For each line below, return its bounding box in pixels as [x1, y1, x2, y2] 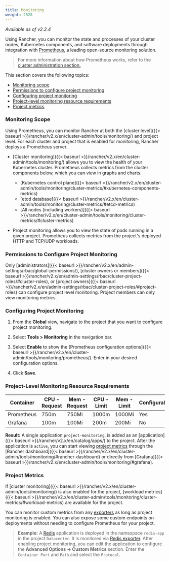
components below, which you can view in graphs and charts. [12, 170, 142, 176]
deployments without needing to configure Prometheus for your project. [5, 520, 155, 526]
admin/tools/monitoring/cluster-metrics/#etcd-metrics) [20, 201, 135, 207]
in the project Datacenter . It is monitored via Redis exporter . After [17, 535, 153, 541]
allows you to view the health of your [65, 159, 143, 165]
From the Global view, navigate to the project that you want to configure [12, 319, 163, 325]
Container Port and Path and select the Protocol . [17, 551, 120, 557]
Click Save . [12, 370, 37, 376]
